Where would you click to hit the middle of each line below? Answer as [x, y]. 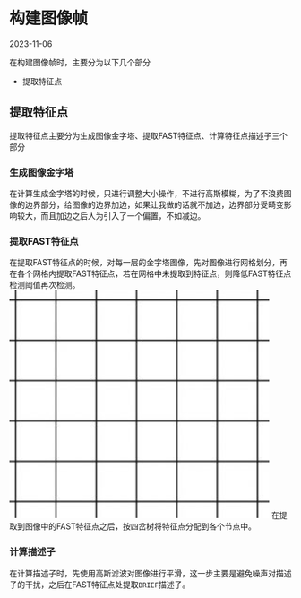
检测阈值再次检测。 [45, 285]
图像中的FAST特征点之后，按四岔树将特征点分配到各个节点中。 [141, 526]
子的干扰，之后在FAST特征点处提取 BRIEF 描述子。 [100, 585]
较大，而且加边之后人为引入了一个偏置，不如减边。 [111, 216]
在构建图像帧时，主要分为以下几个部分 [80, 62]
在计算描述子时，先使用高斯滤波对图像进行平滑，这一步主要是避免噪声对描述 [150, 573]
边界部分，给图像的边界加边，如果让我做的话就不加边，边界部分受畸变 [154, 205]
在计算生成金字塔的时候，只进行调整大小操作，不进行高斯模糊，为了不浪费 [146, 194]
